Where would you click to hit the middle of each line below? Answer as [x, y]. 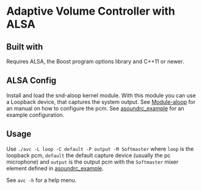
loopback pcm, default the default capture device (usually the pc [88, 155]
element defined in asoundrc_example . [55, 168]
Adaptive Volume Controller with [91, 11]
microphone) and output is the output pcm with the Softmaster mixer [92, 162]
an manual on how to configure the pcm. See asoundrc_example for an [95, 108]
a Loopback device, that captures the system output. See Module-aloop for [101, 101]
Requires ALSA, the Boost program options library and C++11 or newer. [95, 61]
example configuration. [35, 115]
